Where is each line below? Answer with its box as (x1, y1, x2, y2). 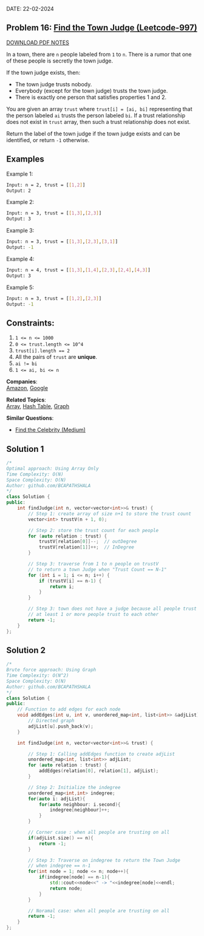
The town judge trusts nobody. (15, 80, 92, 87)
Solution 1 (6, 443, 44, 454)
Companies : (6, 378, 38, 385)
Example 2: (6, 199, 35, 206)
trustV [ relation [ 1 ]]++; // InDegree (38, 544, 135, 550)
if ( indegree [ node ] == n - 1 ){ (38, 874, 110, 880)
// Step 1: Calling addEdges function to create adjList (28, 751, 175, 757)
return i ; (49, 583, 75, 590)
